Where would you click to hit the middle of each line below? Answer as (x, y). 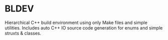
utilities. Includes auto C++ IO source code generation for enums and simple (84, 27)
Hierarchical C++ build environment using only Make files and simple (76, 22)
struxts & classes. (23, 33)
